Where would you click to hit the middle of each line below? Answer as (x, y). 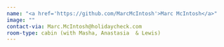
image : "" (21, 20)
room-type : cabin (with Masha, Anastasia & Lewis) (84, 33)
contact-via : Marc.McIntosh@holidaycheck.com (74, 26)
